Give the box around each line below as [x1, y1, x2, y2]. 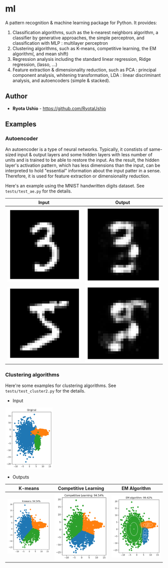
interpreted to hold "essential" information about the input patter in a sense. [5, 168, 161, 174]
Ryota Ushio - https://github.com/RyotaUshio [12, 105, 106, 111]
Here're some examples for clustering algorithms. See [5, 383, 116, 389]
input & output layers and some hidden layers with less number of [17, 152, 152, 158]
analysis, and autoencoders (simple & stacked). [12, 77, 110, 83]
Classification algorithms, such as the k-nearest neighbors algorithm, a [12, 29, 158, 35]
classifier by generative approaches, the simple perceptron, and [12, 35, 145, 41]
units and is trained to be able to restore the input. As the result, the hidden [5, 157, 160, 163]
